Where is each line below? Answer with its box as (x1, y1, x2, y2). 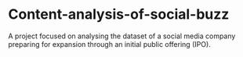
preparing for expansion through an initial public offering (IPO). (8, 39, 212, 48)
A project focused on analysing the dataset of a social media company (8, 31, 236, 41)
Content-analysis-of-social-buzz (8, 5, 230, 23)
